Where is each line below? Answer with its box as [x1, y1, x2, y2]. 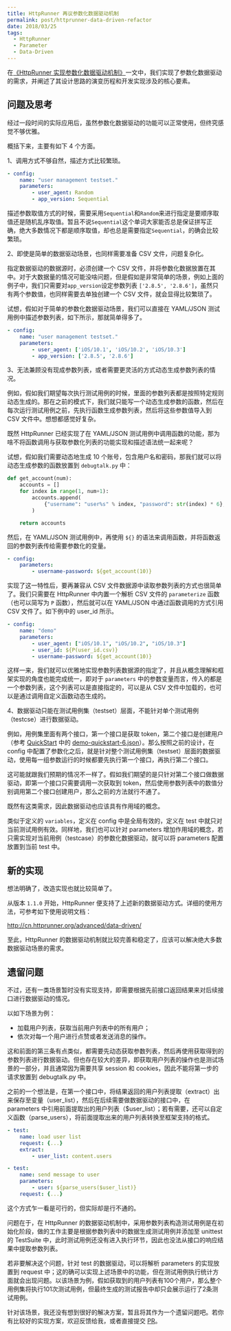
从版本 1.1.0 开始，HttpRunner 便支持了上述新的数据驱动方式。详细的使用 [7, 899, 217, 908]
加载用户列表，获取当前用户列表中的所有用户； [16, 1024, 150, 1032]
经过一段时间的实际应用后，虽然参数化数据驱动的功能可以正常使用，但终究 [7, 118, 218, 127]
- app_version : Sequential [32, 196, 109, 203]
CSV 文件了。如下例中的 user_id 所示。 [7, 607, 118, 616]
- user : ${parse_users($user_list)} [32, 1184, 137, 1191]
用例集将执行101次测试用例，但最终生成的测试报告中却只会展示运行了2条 [7, 1285, 212, 1293]
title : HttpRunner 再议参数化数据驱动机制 [7, 10, 119, 17]
